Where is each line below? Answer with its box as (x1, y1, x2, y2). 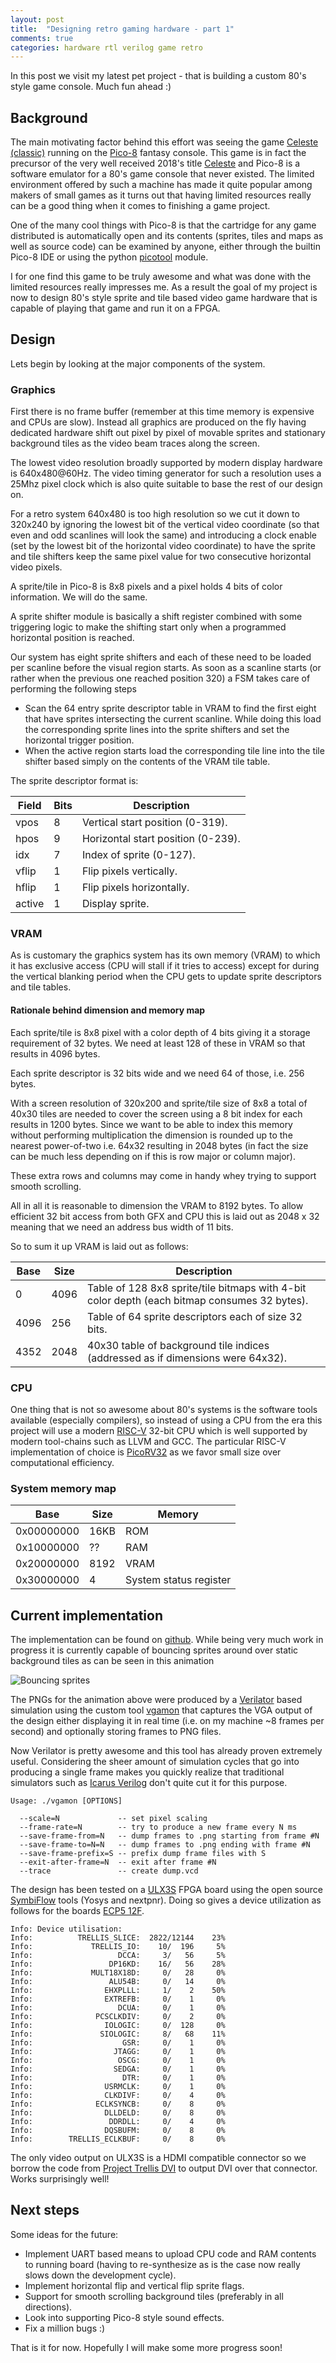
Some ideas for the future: (10, 2228, 119, 2240)
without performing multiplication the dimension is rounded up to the (10, 1129, 293, 1141)
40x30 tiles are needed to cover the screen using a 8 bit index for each (10, 1107, 303, 1120)
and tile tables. (10, 981, 72, 993)
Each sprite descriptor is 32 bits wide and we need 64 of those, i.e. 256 (10, 1067, 305, 1079)
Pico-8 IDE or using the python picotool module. (10, 251, 209, 263)
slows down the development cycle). (24, 2269, 177, 2281)
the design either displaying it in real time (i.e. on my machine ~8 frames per (10, 1715, 325, 1727)
